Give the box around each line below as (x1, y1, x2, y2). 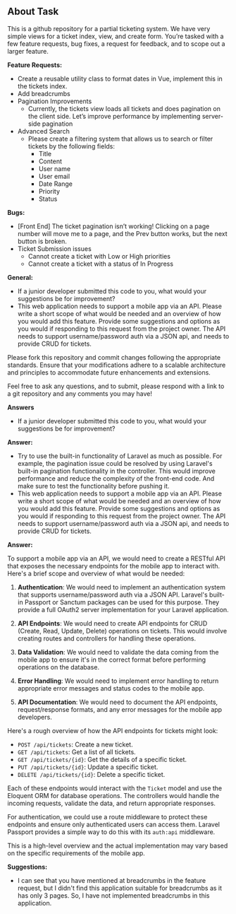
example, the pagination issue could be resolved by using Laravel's (17, 459, 213, 467)
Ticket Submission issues (17, 244, 92, 253)
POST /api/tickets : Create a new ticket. (17, 740, 133, 749)
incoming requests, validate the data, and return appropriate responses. (7, 799, 216, 807)
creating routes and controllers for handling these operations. (17, 634, 197, 643)
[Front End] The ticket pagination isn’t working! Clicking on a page (17, 222, 210, 230)
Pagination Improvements (17, 97, 92, 105)
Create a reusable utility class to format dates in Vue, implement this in (17, 74, 223, 83)
